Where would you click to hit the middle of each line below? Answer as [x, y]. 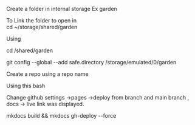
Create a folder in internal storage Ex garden [62, 9]
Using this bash [26, 86]
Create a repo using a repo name [48, 74]
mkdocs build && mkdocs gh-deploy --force [61, 116]
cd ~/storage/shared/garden [42, 27]
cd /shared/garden [30, 50]
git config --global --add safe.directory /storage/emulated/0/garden [91, 62]
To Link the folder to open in [42, 20]
